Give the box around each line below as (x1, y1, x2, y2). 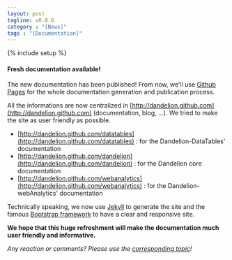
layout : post (7, 10, 45, 17)
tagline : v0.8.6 (7, 17, 54, 24)
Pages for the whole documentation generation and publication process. (7, 88, 215, 96)
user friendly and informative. (7, 231, 96, 240)
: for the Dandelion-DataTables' (135, 137, 226, 145)
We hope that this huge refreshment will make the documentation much (7, 224, 219, 232)
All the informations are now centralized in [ (7, 101, 132, 110)
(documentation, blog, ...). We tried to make (93, 109, 218, 117)
